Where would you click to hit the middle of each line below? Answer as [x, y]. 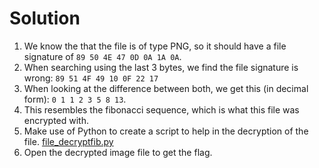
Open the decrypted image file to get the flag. [118, 152]
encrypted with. [56, 120]
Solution [45, 18]
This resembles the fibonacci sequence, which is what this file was [161, 109]
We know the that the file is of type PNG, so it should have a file [155, 46]
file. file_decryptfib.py [68, 141]
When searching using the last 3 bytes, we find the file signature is [161, 67]
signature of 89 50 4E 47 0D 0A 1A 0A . [102, 56]
